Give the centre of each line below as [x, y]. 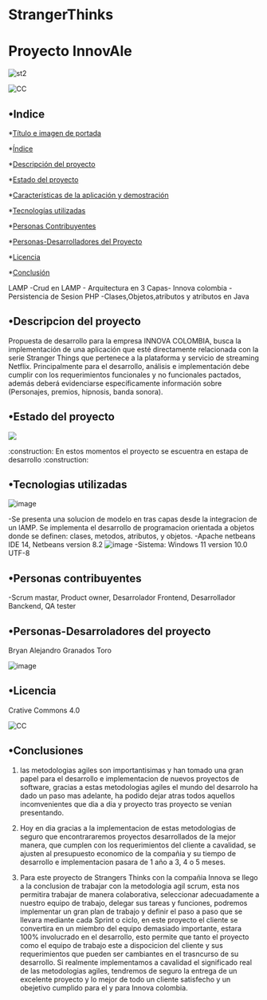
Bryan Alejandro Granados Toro [60, 650]
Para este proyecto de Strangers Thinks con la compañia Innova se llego [139, 877]
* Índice [21, 149]
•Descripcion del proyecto [75, 321]
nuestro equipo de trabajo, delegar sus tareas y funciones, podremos [133, 903]
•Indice [27, 114]
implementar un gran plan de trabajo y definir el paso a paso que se [131, 911]
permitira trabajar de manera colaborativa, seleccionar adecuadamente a [139, 894]
